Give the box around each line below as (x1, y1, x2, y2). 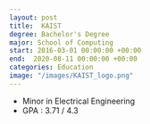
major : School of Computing (9, 37, 114, 47)
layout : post (9, 12, 58, 22)
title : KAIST (9, 21, 62, 30)
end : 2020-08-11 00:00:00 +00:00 (9, 54, 138, 63)
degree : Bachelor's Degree (9, 29, 110, 38)
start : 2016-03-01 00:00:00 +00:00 (9, 46, 142, 55)
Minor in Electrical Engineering (21, 95, 136, 106)
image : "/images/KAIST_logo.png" (9, 71, 134, 80)
